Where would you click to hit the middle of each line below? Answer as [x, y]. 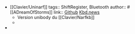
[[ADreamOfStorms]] [31, 12]
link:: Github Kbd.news [77, 12]
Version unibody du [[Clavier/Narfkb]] [56, 17]
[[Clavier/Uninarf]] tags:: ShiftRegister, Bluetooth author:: [68, 7]
